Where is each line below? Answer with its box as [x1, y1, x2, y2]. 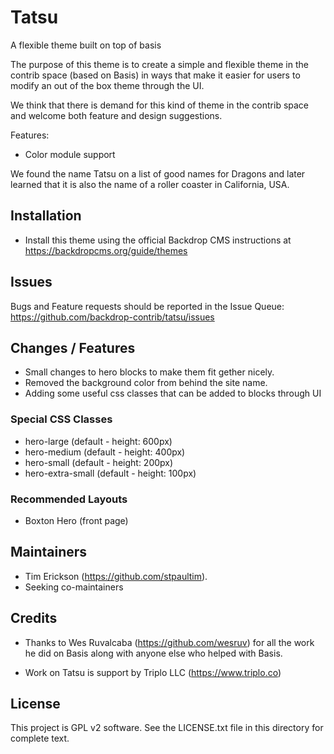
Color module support [24, 148, 116, 160]
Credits [10, 610, 58, 627]
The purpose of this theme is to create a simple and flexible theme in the [10, 58, 309, 70]
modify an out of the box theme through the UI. [10, 79, 205, 91]
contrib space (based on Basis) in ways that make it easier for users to [10, 69, 301, 81]
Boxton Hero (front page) [24, 514, 129, 526]
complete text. [10, 732, 70, 745]
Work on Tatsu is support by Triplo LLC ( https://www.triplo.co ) [24, 666, 282, 678]
